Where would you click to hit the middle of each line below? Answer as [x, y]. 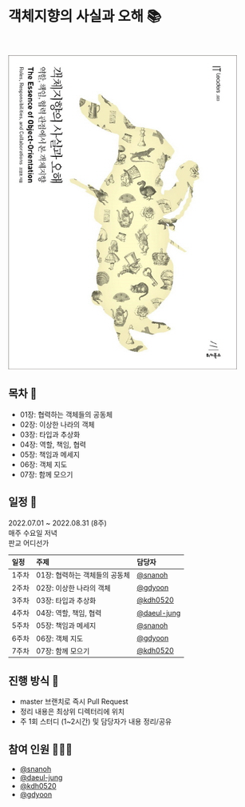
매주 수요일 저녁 [33, 533]
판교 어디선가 [29, 543]
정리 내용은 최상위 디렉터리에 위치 [72, 712]
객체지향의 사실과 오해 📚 [85, 16]
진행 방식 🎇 [34, 681]
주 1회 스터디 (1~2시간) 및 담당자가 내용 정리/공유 [96, 721]
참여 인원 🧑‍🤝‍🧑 [41, 749]
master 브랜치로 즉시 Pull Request [74, 701]
